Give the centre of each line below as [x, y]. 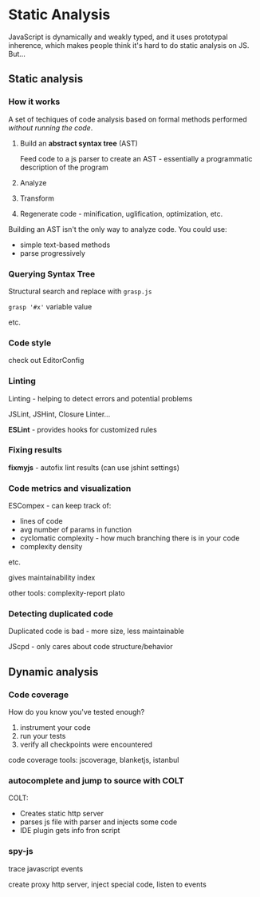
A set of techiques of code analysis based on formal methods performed [128, 119]
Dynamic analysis [53, 672]
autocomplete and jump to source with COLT [97, 781]
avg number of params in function [76, 530]
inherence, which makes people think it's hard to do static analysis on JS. [129, 45]
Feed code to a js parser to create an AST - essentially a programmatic [136, 158]
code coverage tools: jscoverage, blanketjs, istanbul [94, 760]
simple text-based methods [65, 245]
